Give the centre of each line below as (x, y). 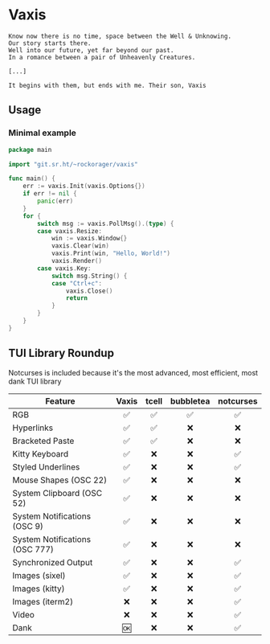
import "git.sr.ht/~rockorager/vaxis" (73, 164)
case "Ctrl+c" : (77, 283)
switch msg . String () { (89, 276)
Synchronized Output (53, 562)
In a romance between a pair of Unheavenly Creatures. (102, 57)
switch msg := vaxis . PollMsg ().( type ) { (106, 224)
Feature (60, 401)
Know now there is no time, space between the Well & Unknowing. (120, 36)
